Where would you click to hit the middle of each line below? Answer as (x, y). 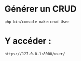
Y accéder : (28, 41)
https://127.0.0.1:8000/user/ (35, 54)
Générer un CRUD (40, 9)
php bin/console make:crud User (37, 22)
